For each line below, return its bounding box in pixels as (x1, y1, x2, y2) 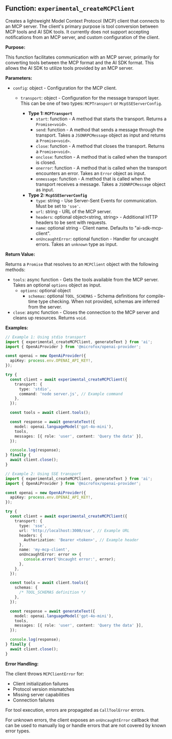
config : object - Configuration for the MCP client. (12, 85, 117, 91)
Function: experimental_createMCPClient (5, 4, 135, 13)
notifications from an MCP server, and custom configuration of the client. (5, 34, 160, 40)
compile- (146, 293, 165, 299)
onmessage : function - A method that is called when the (35, 176, 151, 182)
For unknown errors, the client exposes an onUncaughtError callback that (5, 716, 159, 723)
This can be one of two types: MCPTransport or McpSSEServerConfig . (20, 100, 163, 106)
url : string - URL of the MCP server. (35, 208, 112, 215)
